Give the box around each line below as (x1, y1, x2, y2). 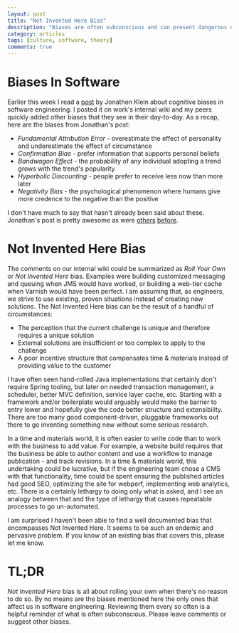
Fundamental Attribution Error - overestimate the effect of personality (17, 134, 222, 142)
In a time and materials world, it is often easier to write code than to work (7, 434, 221, 442)
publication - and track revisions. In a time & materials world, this (7, 457, 197, 465)
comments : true (7, 43, 53, 50)
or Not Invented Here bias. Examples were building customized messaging (7, 272, 225, 280)
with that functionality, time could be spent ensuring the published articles (7, 472, 225, 480)
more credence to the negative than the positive (17, 194, 159, 203)
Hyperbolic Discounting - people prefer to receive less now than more (17, 171, 223, 180)
